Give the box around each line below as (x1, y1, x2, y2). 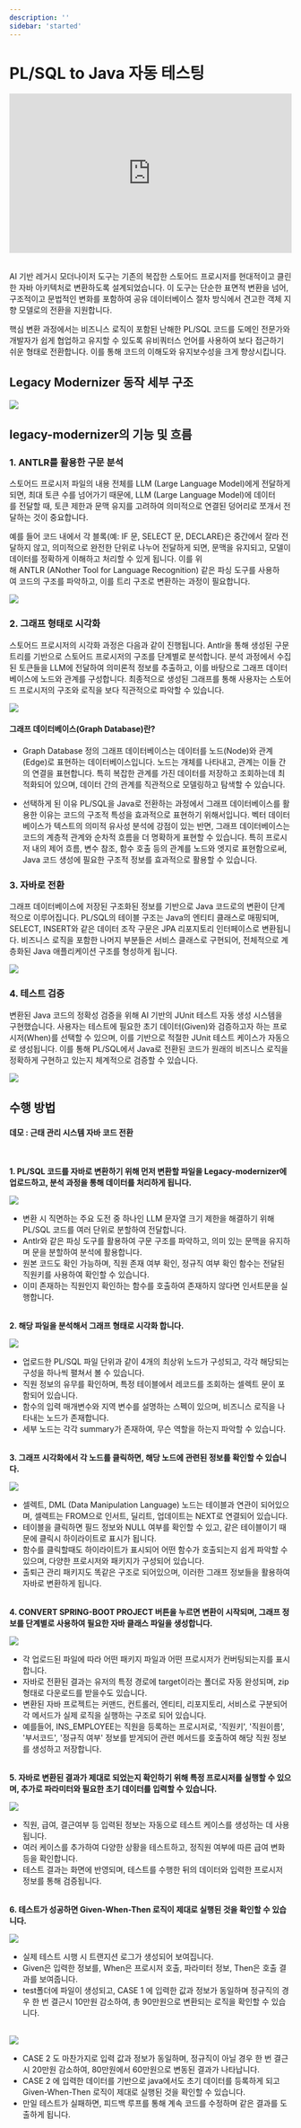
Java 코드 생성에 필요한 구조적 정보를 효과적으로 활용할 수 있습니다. (21, 854, 258, 865)
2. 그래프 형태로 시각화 (9, 617, 101, 630)
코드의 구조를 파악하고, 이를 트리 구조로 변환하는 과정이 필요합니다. (18, 576, 251, 587)
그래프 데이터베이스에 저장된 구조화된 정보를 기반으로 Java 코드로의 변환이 (9, 901, 269, 912)
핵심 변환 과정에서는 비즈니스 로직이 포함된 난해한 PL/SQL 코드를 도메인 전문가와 (9, 323, 291, 334)
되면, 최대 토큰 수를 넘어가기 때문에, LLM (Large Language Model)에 (9, 490, 253, 500)
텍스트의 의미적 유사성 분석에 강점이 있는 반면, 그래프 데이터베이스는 (53, 820, 291, 831)
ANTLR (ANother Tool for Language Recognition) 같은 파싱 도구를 (18, 565, 257, 576)
